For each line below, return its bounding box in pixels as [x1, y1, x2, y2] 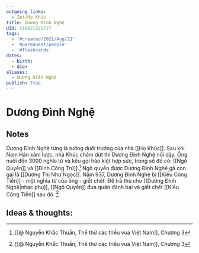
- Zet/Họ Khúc [11, 14, 46, 20]
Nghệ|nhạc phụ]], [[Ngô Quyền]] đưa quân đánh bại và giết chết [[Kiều [6, 183, 179, 190]
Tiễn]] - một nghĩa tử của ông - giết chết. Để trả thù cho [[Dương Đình [6, 177, 176, 184]
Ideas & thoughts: [6, 207, 73, 218]
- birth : [11, 58, 33, 64]
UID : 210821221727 [6, 25, 52, 31]
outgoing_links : [6, 8, 46, 15]
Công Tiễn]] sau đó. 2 [6, 190, 59, 198]
